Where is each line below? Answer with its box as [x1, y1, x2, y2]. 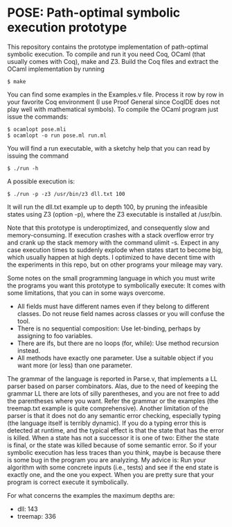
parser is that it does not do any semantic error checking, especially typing [7, 411, 221, 419]
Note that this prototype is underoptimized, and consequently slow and [7, 224, 210, 232]
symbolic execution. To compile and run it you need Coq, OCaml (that [7, 50, 206, 58]
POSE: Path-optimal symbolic [7, 5, 181, 21]
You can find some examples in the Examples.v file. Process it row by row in [7, 90, 224, 99]
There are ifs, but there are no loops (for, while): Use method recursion [17, 339, 220, 347]
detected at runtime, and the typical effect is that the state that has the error [7, 426, 224, 435]
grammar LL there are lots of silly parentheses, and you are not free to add [7, 389, 220, 397]
